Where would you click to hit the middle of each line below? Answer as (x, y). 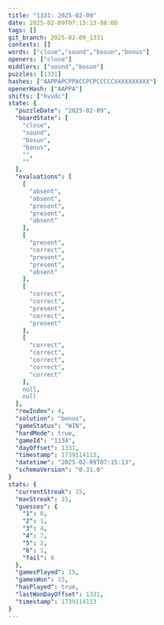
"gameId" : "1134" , (46, 441)
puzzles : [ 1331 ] (35, 74)
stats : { (22, 484)
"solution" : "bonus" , (51, 419)
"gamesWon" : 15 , (42, 580)
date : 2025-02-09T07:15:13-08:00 (63, 23)
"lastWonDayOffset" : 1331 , (60, 594)
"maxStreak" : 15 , (44, 499)
